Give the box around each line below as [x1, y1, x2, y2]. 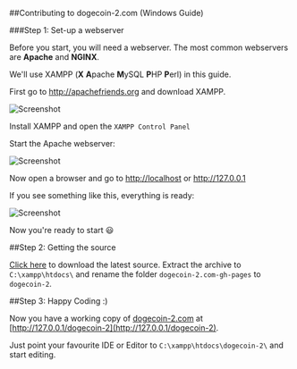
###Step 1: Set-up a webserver [9, 25, 124, 35]
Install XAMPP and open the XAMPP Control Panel [9, 121, 191, 131]
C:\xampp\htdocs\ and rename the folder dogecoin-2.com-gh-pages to [9, 269, 261, 280]
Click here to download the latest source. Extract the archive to [9, 259, 242, 270]
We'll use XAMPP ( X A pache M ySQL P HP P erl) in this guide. [9, 69, 232, 80]
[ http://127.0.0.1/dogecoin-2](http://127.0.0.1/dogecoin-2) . [9, 323, 219, 333]
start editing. [9, 349, 56, 360]
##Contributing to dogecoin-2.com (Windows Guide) [9, 8, 204, 18]
